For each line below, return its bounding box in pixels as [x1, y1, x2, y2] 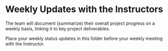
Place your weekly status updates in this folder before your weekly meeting [5, 35, 163, 41]
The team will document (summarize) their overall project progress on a [5, 20, 155, 26]
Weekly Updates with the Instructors [5, 4, 163, 15]
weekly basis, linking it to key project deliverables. [5, 25, 110, 31]
